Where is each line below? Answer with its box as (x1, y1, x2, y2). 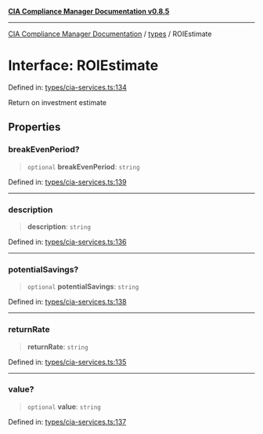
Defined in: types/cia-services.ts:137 (8, 417, 127, 426)
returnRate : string (27, 341, 88, 352)
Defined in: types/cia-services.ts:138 (8, 297, 127, 307)
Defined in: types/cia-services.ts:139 (8, 177, 127, 187)
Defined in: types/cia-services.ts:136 (8, 237, 127, 246)
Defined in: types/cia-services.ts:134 (8, 82, 128, 92)
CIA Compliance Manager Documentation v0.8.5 (8, 7, 170, 16)
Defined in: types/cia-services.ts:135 (8, 357, 127, 367)
